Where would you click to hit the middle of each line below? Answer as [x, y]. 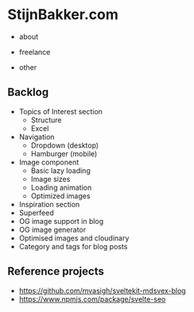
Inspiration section [49, 204]
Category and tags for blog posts [73, 246]
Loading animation [61, 187]
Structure [46, 120]
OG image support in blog [61, 221]
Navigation [37, 137]
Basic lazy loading [60, 170]
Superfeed [36, 213]
